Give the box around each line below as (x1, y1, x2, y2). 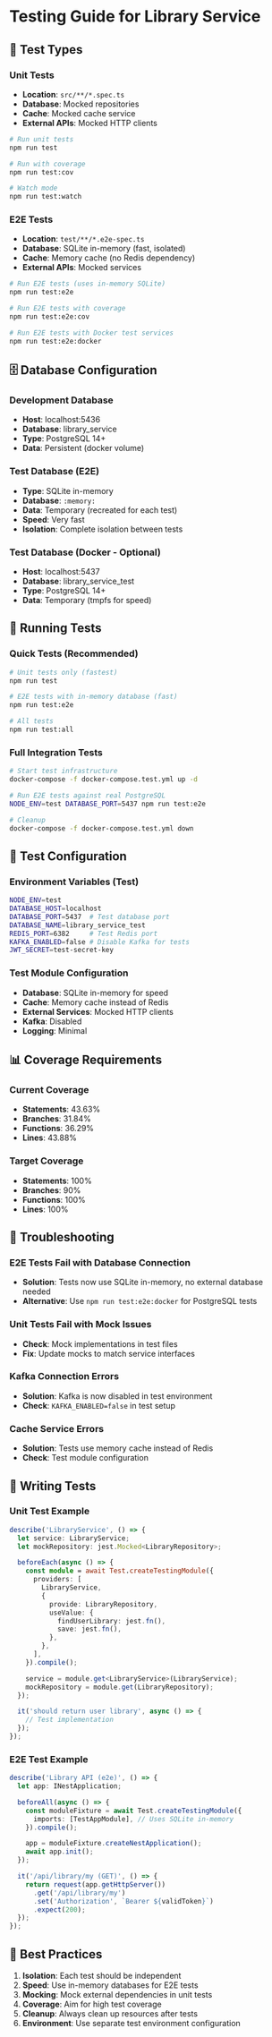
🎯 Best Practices (9, 1947, 103, 1962)
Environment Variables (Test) (9, 875, 140, 888)
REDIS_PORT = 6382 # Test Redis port (9, 929, 158, 938)
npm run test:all (9, 725, 74, 735)
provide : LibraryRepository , (48, 1599, 158, 1608)
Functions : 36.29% (21, 1123, 95, 1134)
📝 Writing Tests (9, 1479, 97, 1494)
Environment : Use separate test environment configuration (21, 2018, 242, 2029)
